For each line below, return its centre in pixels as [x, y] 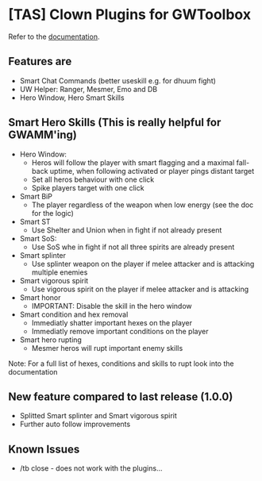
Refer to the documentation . [54, 37]
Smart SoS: [38, 238]
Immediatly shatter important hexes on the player [112, 322]
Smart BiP [36, 196]
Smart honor [40, 297]
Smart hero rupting [50, 340]
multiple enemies [60, 272]
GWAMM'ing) [42, 135]
